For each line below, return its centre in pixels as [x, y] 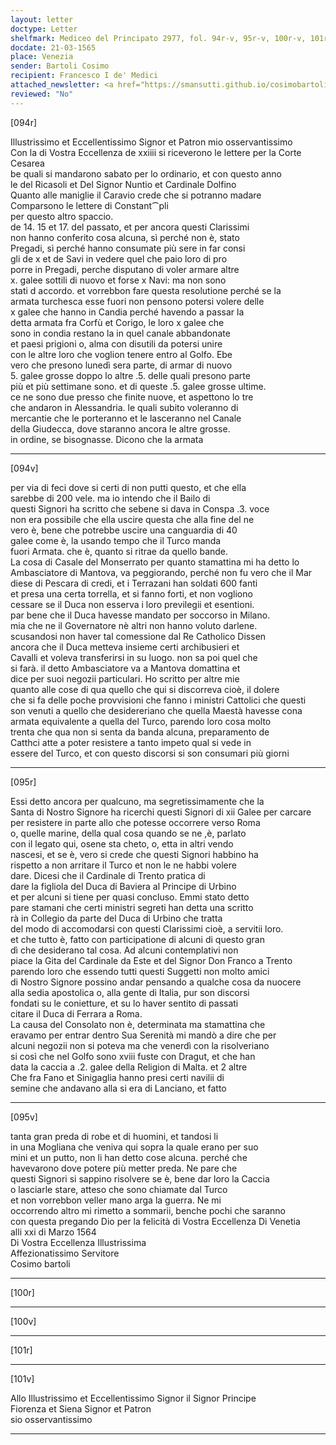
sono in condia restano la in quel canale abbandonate [120, 333]
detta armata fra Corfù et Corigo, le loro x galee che [117, 322]
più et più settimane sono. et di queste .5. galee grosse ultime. [138, 386]
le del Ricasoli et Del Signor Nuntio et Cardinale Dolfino [123, 184]
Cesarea [27, 163]
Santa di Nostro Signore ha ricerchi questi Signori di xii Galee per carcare [161, 812]
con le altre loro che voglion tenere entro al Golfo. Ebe [121, 354]
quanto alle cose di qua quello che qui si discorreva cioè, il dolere [145, 689]
